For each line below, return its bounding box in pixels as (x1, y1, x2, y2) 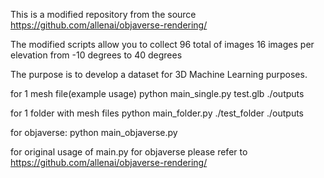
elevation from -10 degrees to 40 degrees (10, 49, 183, 61)
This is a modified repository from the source (10, 9, 197, 20)
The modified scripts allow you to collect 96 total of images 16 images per (10, 39, 315, 50)
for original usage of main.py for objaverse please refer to (10, 146, 248, 158)
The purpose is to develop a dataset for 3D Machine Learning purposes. (10, 69, 308, 80)
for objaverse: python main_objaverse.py (10, 127, 178, 138)
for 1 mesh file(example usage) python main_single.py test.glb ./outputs (10, 88, 305, 99)
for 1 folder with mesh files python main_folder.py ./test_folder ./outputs (10, 107, 305, 119)
